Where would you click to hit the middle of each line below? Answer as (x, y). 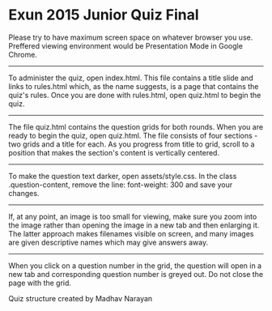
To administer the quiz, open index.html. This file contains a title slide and (131, 78)
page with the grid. (40, 283)
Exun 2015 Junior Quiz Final (104, 15)
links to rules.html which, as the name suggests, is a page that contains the (134, 86)
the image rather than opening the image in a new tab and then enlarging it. (134, 225)
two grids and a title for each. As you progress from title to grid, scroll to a (132, 144)
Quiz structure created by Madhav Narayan (81, 298)
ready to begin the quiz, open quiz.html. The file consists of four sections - (133, 135)
